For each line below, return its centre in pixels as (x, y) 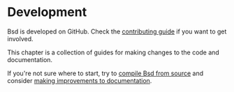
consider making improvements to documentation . (80, 80)
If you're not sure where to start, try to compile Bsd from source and (105, 73)
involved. (20, 38)
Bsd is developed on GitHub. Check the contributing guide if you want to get (117, 31)
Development (47, 12)
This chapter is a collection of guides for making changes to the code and (114, 52)
